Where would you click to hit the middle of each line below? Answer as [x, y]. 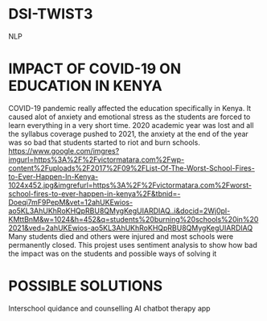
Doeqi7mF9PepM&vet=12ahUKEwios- [71, 202]
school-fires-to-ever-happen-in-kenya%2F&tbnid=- [94, 193]
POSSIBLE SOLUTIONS [86, 286]
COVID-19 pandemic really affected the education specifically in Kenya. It [130, 108]
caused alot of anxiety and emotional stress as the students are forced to [129, 117]
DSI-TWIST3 [51, 14]
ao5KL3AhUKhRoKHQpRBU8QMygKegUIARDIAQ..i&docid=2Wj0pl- [119, 211]
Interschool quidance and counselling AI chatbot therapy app [109, 308]
